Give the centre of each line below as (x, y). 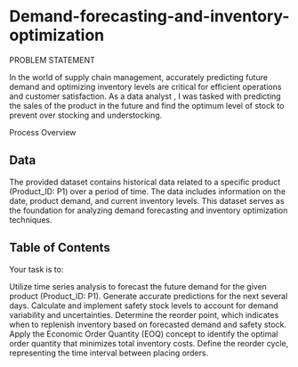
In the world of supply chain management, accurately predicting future (139, 77)
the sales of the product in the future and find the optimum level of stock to (147, 105)
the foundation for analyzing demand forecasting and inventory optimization (149, 210)
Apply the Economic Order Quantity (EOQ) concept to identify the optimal (144, 334)
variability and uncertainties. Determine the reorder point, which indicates (144, 314)
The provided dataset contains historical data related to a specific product (145, 182)
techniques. (31, 219)
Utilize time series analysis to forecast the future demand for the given (138, 286)
